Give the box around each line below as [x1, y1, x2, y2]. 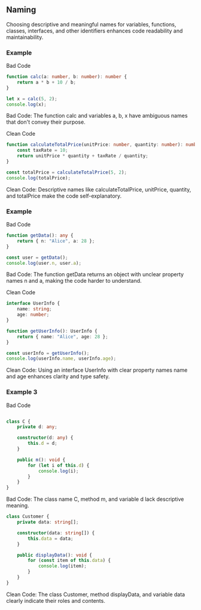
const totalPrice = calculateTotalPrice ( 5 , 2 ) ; [6, 169, 127, 175]
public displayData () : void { [17, 552, 93, 558]
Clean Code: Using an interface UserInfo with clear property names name [6, 366, 188, 374]
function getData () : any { [6, 232, 74, 239]
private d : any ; [17, 424, 58, 430]
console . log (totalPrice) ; [6, 175, 71, 181]
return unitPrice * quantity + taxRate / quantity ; [17, 153, 148, 159]
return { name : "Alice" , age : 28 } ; [17, 333, 109, 340]
